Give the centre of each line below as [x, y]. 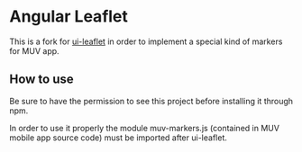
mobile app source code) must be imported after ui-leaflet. [118, 138]
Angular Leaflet [69, 17]
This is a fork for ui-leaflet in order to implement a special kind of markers [146, 41]
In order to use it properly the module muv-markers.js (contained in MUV [144, 128]
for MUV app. [35, 50]
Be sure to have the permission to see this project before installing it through [151, 101]
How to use [41, 80]
